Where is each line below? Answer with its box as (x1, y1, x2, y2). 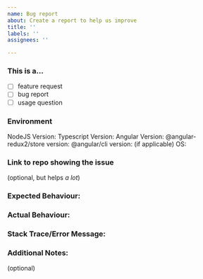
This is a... (7, 66, 44, 76)
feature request (17, 82, 63, 90)
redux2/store (7, 139, 45, 148)
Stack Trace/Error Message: (7, 229, 106, 239)
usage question (17, 98, 63, 107)
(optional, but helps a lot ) (7, 174, 80, 182)
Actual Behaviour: (7, 210, 70, 220)
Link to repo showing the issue (7, 157, 114, 167)
